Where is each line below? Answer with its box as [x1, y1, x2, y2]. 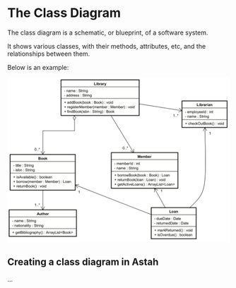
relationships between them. [7, 49, 90, 58]
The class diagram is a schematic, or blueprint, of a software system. [7, 28, 208, 37]
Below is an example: [7, 63, 69, 71]
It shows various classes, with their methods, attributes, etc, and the [7, 42, 206, 50]
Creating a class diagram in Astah [7, 256, 159, 268]
